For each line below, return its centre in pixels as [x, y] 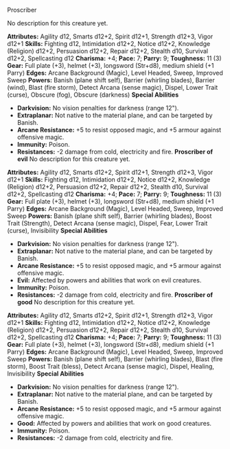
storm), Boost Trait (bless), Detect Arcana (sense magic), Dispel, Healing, [111, 366]
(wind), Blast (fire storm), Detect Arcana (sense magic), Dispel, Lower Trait [113, 87]
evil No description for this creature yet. [73, 159]
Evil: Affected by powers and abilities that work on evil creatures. [109, 280]
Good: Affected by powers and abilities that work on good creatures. [114, 423]
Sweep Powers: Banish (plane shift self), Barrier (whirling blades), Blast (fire [115, 359]
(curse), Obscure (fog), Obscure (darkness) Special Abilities [93, 95]
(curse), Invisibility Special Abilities [57, 230]
